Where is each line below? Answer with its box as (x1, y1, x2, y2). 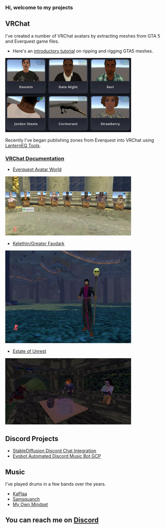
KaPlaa (12, 491, 28, 497)
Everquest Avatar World (12, 166, 62, 172)
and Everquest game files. (5, 38, 59, 44)
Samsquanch (12, 496, 40, 502)
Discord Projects (5, 434, 59, 443)
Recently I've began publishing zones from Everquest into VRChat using (5, 137, 154, 143)
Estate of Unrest (12, 348, 47, 354)
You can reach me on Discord (5, 516, 99, 524)
